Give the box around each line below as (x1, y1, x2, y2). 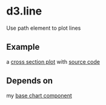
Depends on (6, 76, 53, 86)
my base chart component (6, 92, 72, 99)
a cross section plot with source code (6, 58, 100, 65)
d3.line (6, 4, 42, 18)
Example (6, 42, 40, 52)
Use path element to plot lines (6, 24, 81, 32)
